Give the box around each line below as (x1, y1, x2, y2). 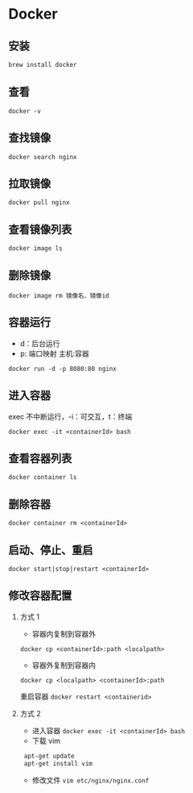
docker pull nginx (8, 198, 70, 207)
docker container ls (8, 474, 78, 482)
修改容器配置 (8, 589, 72, 603)
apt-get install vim (23, 759, 92, 767)
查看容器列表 (8, 451, 72, 465)
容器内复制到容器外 (31, 628, 96, 638)
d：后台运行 (19, 338, 60, 348)
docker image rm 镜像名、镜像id (8, 291, 110, 299)
